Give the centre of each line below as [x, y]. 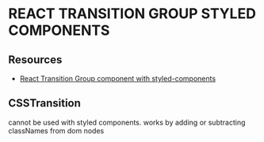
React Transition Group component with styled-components [118, 78]
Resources [35, 60]
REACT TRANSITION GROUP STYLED [132, 14]
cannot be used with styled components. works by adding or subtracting [127, 122]
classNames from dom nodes [56, 130]
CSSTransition [45, 103]
